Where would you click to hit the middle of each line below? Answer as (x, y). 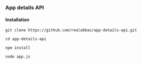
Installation (17, 20)
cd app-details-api (26, 39)
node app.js (18, 57)
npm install (18, 48)
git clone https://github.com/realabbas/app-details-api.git (71, 30)
